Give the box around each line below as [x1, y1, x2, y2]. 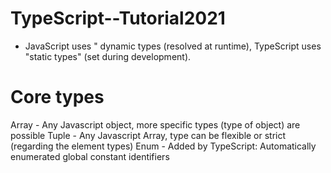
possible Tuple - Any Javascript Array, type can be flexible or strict [10, 129, 287, 141]
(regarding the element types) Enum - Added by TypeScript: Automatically [10, 140, 317, 152]
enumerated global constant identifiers [10, 150, 170, 162]
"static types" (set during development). [24, 50, 192, 62]
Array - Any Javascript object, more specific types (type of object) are [10, 118, 301, 131]
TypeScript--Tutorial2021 [10, 7, 226, 30]
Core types [10, 86, 105, 109]
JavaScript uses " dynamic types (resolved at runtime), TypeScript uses [24, 40, 322, 52]
